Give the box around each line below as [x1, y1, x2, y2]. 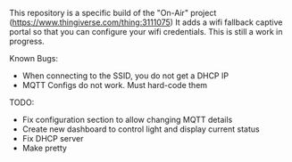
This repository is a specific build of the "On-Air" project [9, 8, 217, 18]
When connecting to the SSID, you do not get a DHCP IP [21, 70, 229, 81]
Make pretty [21, 142, 67, 153]
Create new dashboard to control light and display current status [21, 124, 261, 134]
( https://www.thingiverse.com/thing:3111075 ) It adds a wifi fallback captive [9, 17, 283, 28]
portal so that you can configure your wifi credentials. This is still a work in [9, 27, 283, 36]
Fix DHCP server [21, 134, 84, 143]
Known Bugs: [9, 53, 58, 63]
